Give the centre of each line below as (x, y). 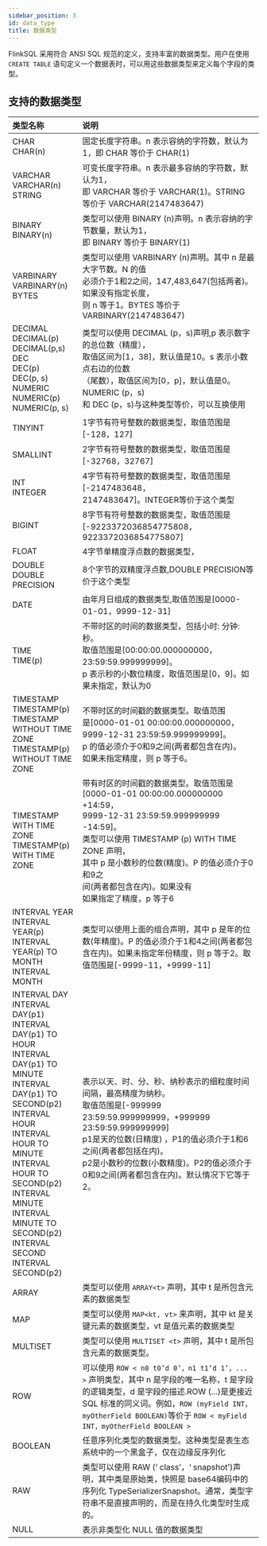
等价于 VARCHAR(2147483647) (143, 204)
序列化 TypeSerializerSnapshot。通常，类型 (164, 1491)
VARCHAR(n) (37, 185)
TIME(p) (27, 661)
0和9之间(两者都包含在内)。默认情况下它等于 (166, 1175)
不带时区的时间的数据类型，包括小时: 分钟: (161, 627)
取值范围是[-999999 (122, 1105)
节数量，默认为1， (117, 231)
